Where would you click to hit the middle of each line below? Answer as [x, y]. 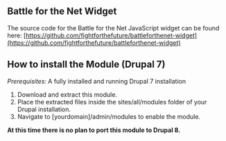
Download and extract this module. [67, 94]
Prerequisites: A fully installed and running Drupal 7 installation [96, 81]
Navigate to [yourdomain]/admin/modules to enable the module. [109, 116]
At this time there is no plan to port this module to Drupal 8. [94, 130]
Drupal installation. [44, 109]
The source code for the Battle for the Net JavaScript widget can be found [113, 28]
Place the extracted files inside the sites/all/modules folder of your [112, 102]
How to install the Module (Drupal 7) [86, 65]
